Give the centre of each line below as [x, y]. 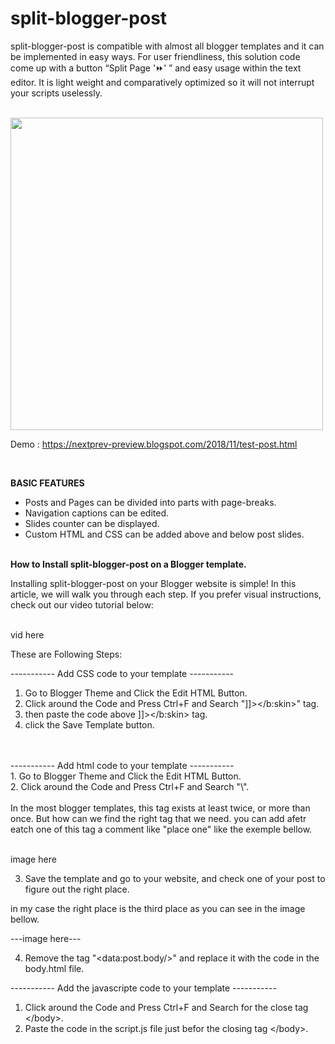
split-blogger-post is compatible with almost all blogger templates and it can [167, 46]
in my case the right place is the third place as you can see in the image [158, 908]
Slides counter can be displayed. [92, 523]
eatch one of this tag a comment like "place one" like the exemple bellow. [161, 829]
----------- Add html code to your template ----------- [122, 765]
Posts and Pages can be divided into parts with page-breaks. [150, 502]
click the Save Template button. [89, 724]
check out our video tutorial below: [82, 604]
